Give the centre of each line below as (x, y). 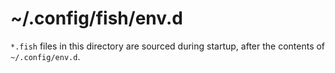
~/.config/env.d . (45, 56)
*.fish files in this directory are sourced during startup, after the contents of (168, 46)
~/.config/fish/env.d (97, 18)
